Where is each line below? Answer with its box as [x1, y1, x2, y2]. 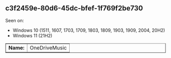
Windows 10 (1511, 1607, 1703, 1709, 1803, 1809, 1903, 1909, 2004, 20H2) [12, 27, 165, 33]
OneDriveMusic [30, 44, 67, 51]
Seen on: [5, 17, 24, 23]
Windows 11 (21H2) [12, 32, 52, 38]
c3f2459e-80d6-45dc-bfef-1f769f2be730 [5, 4, 144, 13]
